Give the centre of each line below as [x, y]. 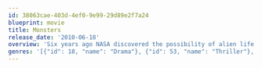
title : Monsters [35, 30]
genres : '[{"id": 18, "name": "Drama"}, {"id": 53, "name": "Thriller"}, [131, 52]
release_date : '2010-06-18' [54, 37]
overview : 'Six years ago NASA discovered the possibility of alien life [131, 45]
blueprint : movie [36, 23]
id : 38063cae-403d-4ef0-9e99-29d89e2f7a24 [78, 15]
